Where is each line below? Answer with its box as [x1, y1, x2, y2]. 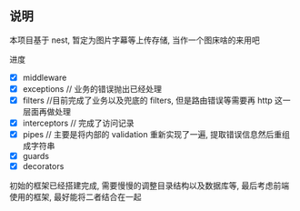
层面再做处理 [22, 106, 71, 116]
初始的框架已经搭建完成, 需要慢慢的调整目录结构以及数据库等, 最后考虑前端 [9, 180, 289, 191]
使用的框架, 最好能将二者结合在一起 [9, 192, 142, 203]
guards [22, 151, 50, 162]
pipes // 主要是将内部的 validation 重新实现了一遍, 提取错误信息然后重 [22, 129, 283, 140]
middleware [22, 72, 67, 83]
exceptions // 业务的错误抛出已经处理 [22, 83, 162, 94]
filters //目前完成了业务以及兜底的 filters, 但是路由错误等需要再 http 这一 [22, 95, 291, 105]
